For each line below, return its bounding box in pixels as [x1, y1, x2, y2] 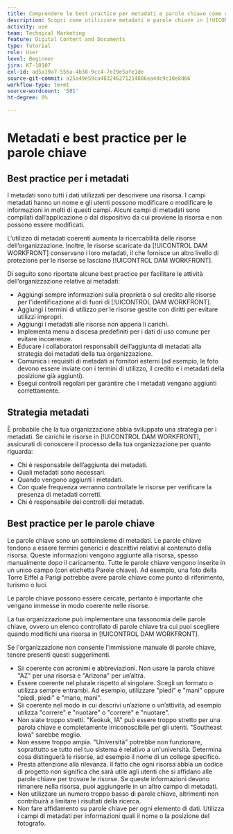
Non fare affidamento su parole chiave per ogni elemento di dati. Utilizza [17, 804, 225, 812]
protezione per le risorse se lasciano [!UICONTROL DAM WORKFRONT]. [7, 256, 213, 264]
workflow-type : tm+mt [7, 81, 70, 88]
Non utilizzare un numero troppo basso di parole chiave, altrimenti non [17, 790, 219, 798]
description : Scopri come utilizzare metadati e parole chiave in [7, 17, 203, 24]
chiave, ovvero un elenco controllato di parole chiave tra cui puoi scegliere [7, 622, 220, 630]
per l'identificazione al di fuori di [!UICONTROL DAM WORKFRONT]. [17, 298, 212, 306]
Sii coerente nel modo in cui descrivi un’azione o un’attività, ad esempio [17, 701, 222, 709]
